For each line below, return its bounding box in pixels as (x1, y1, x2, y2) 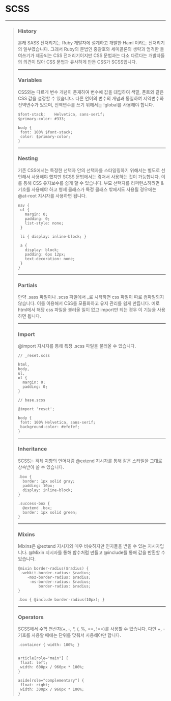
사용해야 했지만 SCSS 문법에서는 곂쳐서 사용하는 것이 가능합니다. (31, 174, 160, 180)
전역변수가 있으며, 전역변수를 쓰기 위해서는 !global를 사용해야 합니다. (17, 101, 154, 107)
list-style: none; (24, 220, 64, 226)
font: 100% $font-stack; (20, 129, 73, 135)
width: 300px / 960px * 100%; (20, 687, 84, 692)
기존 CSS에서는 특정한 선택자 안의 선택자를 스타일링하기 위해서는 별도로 (17, 167, 160, 173)
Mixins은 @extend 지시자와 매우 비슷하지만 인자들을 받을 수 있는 (17, 543, 147, 549)
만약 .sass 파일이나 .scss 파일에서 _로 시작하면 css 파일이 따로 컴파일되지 (17, 294, 164, 300)
